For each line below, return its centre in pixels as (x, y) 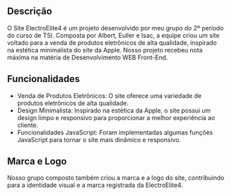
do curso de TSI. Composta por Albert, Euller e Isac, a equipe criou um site (113, 35)
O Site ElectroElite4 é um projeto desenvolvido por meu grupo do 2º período (115, 28)
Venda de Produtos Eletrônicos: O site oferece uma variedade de (109, 95)
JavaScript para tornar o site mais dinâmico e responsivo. (99, 139)
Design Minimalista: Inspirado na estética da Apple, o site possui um (114, 110)
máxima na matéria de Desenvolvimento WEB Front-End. (88, 57)
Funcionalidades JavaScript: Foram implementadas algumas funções (115, 132)
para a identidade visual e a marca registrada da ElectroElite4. (95, 185)
